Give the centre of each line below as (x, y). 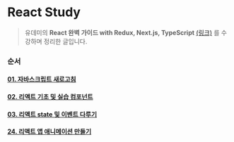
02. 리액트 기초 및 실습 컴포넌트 (50, 97)
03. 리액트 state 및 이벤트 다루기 (52, 114)
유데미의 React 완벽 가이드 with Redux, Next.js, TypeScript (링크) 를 (122, 32)
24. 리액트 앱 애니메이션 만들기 (49, 131)
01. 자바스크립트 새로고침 (42, 79)
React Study (44, 12)
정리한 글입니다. (65, 41)
